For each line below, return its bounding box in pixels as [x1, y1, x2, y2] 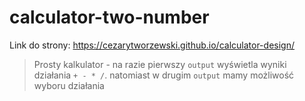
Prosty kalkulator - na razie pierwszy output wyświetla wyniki [33, 58, 287, 70]
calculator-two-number [9, 6, 210, 29]
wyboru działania [33, 79, 105, 91]
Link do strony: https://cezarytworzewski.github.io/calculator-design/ [9, 39, 295, 51]
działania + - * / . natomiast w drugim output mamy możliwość [33, 69, 295, 81]
